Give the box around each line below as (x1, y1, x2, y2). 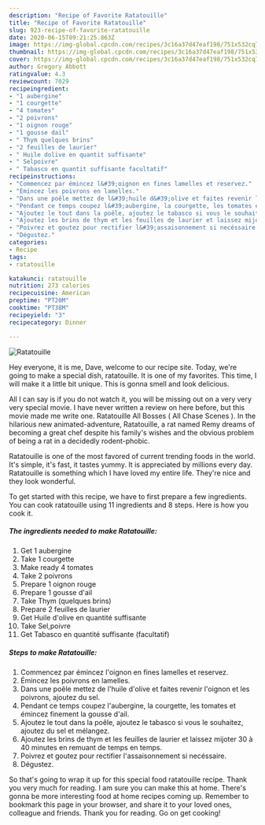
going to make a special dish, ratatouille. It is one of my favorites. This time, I (9, 371, 257, 380)
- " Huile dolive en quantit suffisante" (9, 150, 147, 158)
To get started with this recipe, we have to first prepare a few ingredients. (9, 491, 247, 501)
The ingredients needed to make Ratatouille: (9, 527, 158, 536)
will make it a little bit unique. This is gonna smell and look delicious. (9, 379, 230, 388)
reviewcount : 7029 (9, 77, 69, 85)
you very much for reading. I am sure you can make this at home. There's (9, 783, 247, 793)
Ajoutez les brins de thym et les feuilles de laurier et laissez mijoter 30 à (20, 734, 253, 744)
